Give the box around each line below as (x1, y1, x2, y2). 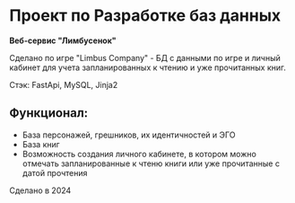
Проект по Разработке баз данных (9, 5, 281, 26)
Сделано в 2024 (9, 185, 72, 196)
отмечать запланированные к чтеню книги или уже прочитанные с (22, 158, 281, 169)
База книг (22, 138, 60, 149)
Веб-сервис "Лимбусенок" (9, 35, 117, 46)
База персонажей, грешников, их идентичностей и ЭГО (22, 129, 236, 140)
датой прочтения (22, 167, 88, 178)
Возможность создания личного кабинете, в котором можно (22, 148, 257, 159)
